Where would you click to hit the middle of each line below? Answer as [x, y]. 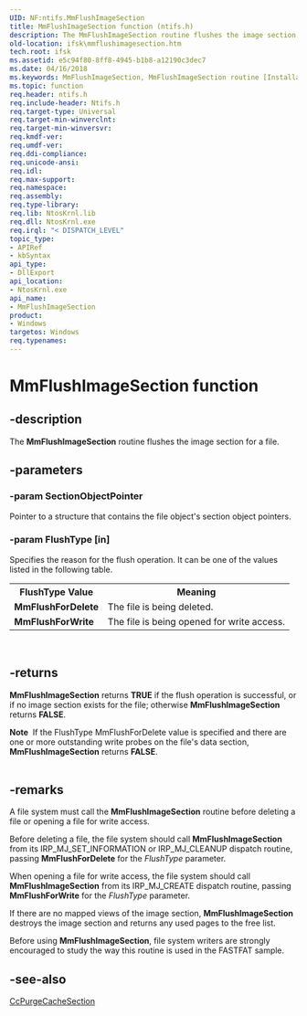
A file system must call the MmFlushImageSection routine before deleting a [153, 812]
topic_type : [32, 238]
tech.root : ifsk [40, 52]
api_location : [37, 281]
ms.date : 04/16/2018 [49, 69]
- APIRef [26, 248]
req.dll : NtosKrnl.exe [53, 222]
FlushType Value [57, 592]
